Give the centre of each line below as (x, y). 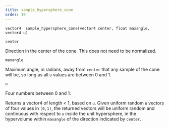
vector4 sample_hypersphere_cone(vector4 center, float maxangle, (78, 28)
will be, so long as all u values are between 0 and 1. (58, 75)
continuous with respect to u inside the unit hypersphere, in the (71, 113)
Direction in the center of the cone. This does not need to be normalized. (81, 51)
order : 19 (16, 15)
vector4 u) (17, 33)
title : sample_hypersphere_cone (39, 10)
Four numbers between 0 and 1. (38, 93)
